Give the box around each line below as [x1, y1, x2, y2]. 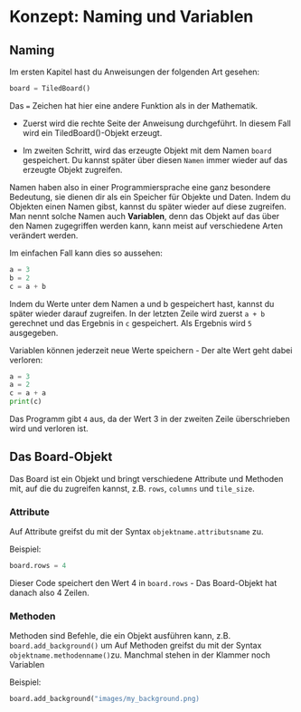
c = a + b [9, 282, 47, 291]
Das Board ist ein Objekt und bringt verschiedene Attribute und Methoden [9, 473, 284, 484]
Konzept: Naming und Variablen [9, 6, 254, 27]
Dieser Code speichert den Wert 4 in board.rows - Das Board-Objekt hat [9, 577, 277, 588]
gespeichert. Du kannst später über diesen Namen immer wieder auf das [22, 154, 287, 165]
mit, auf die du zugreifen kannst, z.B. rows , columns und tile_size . [9, 483, 255, 494]
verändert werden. [9, 229, 79, 241]
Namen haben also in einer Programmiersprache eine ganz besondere [9, 181, 271, 192]
